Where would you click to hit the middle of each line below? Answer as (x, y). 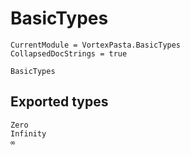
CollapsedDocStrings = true (69, 53)
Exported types (59, 102)
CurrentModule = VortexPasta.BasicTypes (96, 45)
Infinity (28, 133)
